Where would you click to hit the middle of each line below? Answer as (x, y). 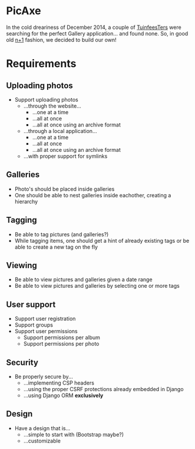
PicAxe (24, 11)
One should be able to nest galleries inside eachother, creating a (93, 195)
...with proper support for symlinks (65, 156)
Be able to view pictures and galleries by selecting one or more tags (97, 286)
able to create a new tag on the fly (56, 247)
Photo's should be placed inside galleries (65, 189)
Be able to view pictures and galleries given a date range (83, 279)
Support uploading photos (46, 99)
